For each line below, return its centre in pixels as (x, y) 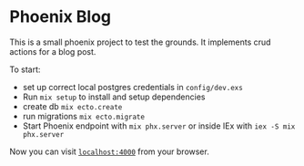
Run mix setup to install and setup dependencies (114, 97)
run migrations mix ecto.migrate (84, 116)
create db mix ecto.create (72, 106)
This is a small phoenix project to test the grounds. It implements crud (140, 42)
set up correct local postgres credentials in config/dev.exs (132, 87)
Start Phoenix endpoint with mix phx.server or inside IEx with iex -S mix (159, 126)
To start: (25, 69)
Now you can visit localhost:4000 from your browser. (109, 151)
